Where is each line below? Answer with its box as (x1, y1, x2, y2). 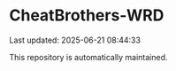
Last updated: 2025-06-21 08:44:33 (9, 35, 142, 45)
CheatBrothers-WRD (9, 5, 165, 26)
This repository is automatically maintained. (9, 51, 168, 62)
